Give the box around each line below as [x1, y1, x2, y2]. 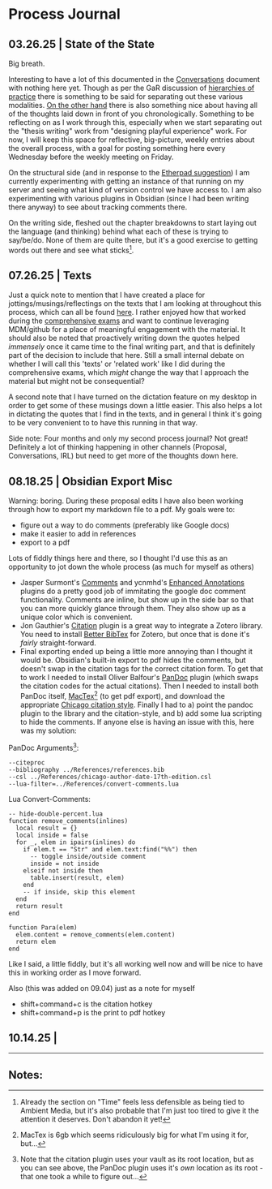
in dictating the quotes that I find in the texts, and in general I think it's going [8, 409, 262, 419]
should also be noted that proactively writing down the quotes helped [8, 334, 240, 343]
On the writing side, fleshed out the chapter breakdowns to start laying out [8, 218, 257, 227]
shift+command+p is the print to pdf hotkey [19, 1007, 166, 1017]
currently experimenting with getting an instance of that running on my [8, 176, 244, 186]
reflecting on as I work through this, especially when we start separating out [8, 118, 262, 127]
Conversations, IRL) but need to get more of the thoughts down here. [8, 451, 239, 461]
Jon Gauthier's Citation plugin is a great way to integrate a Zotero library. [19, 621, 263, 631]
